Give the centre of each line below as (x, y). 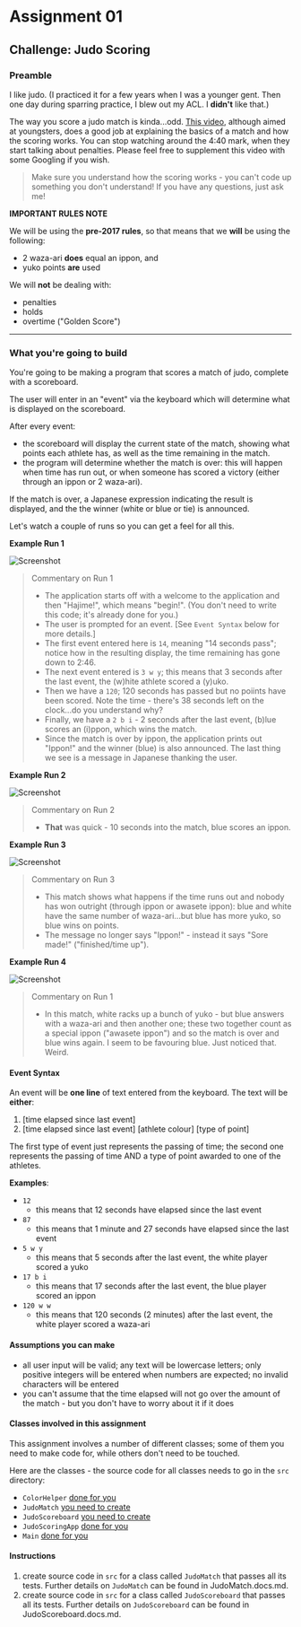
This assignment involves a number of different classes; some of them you (147, 1443)
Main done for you (55, 1535)
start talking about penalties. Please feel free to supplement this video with (147, 150)
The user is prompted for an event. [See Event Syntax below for (162, 625)
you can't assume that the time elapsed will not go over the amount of (151, 1394)
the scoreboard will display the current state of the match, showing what (156, 444)
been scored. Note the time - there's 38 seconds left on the (154, 701)
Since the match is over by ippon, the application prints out (153, 739)
